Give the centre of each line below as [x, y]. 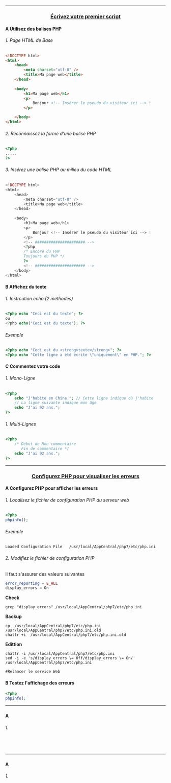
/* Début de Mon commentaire [45, 444]
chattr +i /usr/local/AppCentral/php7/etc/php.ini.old [66, 635]
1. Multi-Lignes [21, 424]
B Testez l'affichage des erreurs [40, 683]
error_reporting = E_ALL [32, 583]
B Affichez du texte [26, 287]
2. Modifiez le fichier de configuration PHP [50, 558]
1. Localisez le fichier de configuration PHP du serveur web [67, 500]
